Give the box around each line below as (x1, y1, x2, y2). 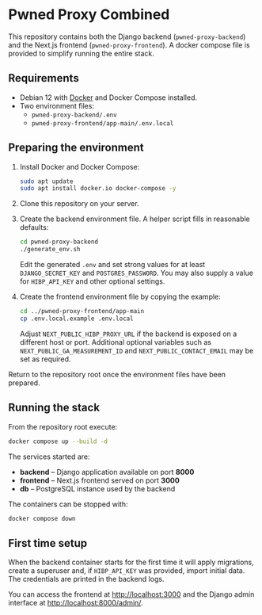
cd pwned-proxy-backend (19, 238, 99, 246)
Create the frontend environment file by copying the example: (19, 292, 222, 302)
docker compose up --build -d (8, 437, 108, 445)
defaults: (19, 223, 49, 232)
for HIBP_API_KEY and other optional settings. (19, 277, 165, 286)
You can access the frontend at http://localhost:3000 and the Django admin (8, 590, 255, 599)
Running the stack (8, 401, 101, 414)
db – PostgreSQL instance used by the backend (19, 483, 176, 493)
